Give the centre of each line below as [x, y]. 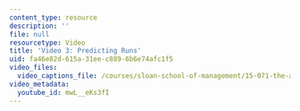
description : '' [39, 26]
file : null [29, 34]
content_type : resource [54, 17]
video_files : [33, 68]
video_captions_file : [58, 76]
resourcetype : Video [48, 43]
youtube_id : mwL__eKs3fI [63, 92]
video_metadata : [39, 84]
